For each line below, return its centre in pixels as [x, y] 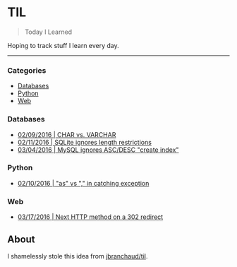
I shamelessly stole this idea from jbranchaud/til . [78, 256]
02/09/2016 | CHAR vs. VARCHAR [67, 134]
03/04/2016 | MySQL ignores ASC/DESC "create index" [98, 150]
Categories [27, 70]
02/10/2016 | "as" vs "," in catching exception [83, 183]
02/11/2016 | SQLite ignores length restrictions [84, 142]
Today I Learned [48, 32]
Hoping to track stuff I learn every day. [63, 45]
